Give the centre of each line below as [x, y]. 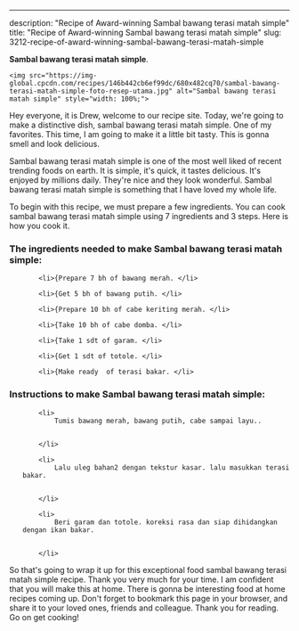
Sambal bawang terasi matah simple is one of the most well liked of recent [145, 161]
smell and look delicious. [54, 144]
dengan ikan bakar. [58, 530]
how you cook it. [40, 225]
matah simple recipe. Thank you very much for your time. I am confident [141, 579]
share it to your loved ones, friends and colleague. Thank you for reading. [144, 608]
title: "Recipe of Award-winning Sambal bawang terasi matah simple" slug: [145, 33]
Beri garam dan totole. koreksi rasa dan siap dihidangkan [166, 522]
